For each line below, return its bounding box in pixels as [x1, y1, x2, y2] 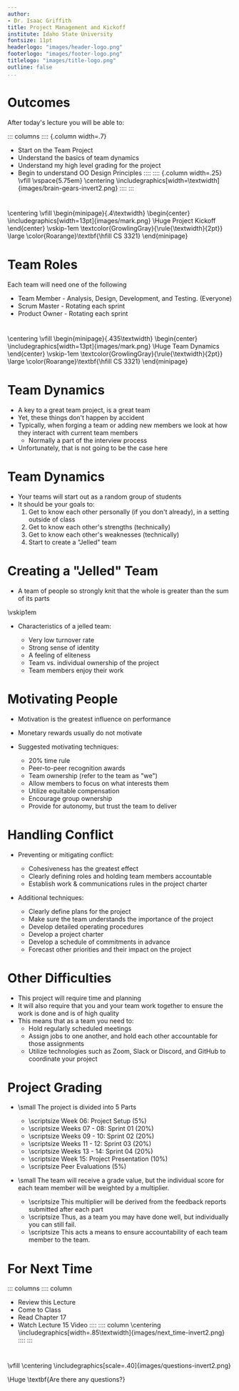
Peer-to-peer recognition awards [28, 764, 126, 772]
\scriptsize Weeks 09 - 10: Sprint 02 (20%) [28, 1132, 155, 1140]
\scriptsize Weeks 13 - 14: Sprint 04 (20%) [28, 1147, 153, 1156]
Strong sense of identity [28, 643, 100, 652]
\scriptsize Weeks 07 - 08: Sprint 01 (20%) [28, 1125, 154, 1133]
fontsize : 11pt [7, 37, 53, 44]
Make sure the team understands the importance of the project [28, 914, 214, 923]
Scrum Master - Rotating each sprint [17, 301, 126, 310]
